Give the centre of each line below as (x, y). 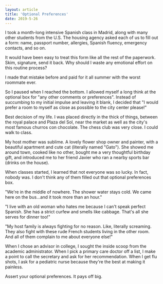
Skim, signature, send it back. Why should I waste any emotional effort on (79, 63)
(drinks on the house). (27, 163)
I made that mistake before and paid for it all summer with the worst (73, 77)
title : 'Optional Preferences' (37, 14)
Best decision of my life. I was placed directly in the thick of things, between (81, 117)
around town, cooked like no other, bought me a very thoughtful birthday (78, 152)
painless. (14, 267)
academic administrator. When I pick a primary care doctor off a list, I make (80, 251)
